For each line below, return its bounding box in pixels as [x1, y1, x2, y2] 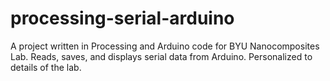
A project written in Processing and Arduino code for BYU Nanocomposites [10, 40, 320, 52]
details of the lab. [10, 61, 82, 73]
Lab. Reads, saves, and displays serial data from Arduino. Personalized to [10, 50, 313, 62]
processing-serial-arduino [10, 7, 235, 30]
